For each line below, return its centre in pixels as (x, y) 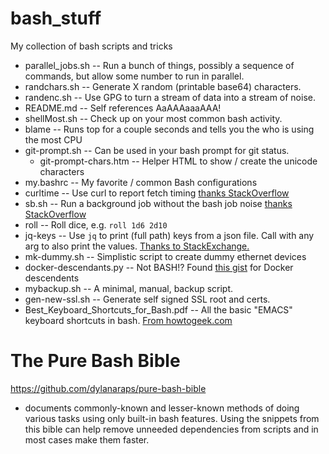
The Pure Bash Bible (95, 361)
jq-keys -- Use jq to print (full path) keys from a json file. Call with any (169, 235)
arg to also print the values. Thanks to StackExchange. (137, 246)
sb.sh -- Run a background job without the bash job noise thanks (158, 203)
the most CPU (53, 139)
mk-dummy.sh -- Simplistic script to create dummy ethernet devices (165, 256)
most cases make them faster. (87, 439)
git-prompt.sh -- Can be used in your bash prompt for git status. (157, 150)
